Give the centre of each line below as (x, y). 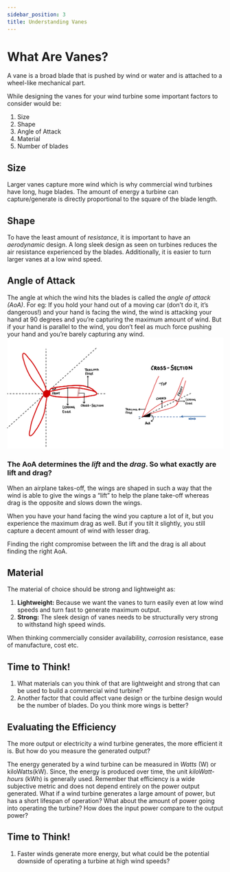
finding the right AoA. (37, 551)
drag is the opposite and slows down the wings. (74, 502)
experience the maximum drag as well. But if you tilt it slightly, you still (106, 523)
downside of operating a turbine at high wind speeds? (93, 861)
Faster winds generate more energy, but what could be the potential (113, 853)
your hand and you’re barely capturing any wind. (76, 334)
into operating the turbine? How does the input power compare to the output (115, 808)
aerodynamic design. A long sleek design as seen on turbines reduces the (112, 245)
